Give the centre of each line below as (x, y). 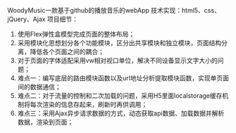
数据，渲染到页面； (45, 122)
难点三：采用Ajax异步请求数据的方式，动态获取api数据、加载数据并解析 (121, 113)
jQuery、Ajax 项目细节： (43, 19)
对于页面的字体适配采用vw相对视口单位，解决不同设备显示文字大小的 (118, 61)
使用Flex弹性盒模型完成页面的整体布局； (76, 34)
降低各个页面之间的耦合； (67, 52)
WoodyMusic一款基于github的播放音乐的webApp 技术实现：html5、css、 (114, 10)
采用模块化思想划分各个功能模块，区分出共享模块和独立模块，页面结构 (119, 43)
